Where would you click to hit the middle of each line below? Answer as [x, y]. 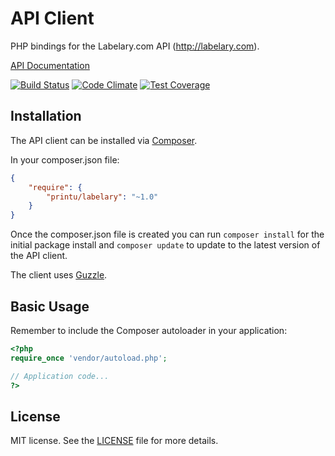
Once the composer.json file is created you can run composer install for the [167, 234]
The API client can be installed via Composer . [104, 140]
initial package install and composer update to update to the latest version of [165, 245]
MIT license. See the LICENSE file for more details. [114, 441]
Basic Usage [50, 306]
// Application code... [60, 376]
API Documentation [50, 65]
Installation [46, 116]
